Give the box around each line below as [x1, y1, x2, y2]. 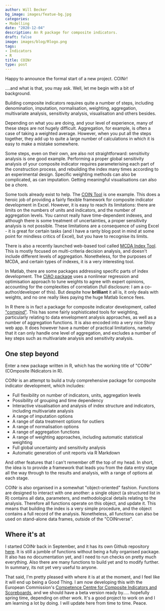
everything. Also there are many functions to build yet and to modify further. [5, 559, 160, 565]
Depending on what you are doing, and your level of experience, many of [5, 120, 154, 126]
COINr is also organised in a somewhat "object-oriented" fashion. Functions [5, 484, 159, 490]
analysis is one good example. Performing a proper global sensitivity [5, 156, 144, 162]
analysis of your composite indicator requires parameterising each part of [5, 161, 155, 167]
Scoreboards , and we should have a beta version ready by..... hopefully [5, 589, 150, 595]
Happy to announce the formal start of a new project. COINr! [5, 76, 128, 82]
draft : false [5, 35, 32, 40]
